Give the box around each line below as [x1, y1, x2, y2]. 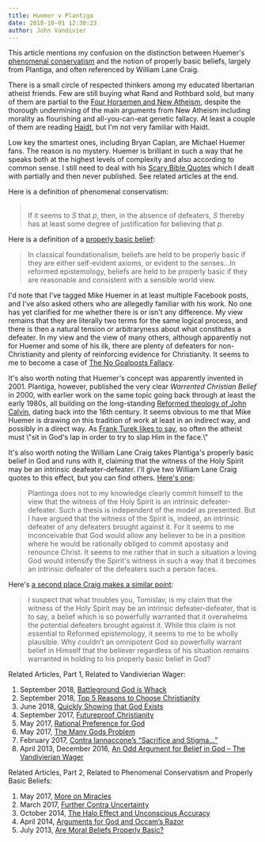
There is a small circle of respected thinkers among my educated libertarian [8, 80, 255, 90]
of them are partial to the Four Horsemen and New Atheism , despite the [8, 97, 241, 107]
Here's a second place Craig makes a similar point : [8, 580, 174, 590]
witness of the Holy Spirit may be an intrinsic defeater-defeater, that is [27, 604, 257, 613]
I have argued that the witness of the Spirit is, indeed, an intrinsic [27, 513, 240, 524]
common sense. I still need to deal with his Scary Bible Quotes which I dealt [8, 163, 255, 173]
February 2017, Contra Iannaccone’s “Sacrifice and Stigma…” [19, 736, 218, 745]
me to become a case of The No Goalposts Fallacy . [8, 358, 175, 367]
